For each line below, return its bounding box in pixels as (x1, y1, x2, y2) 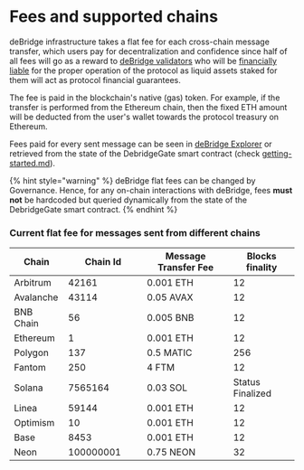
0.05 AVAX (147, 291, 194, 304)
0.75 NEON (147, 446, 196, 458)
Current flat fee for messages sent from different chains (9, 226, 261, 239)
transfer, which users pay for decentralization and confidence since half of (9, 45, 288, 56)
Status (233, 376, 261, 389)
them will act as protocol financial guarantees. (9, 74, 181, 85)
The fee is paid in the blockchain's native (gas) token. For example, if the (9, 92, 280, 103)
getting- (261, 147, 292, 159)
